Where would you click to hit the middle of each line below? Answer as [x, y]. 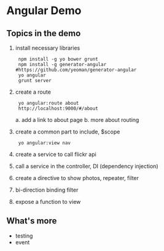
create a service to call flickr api [56, 154]
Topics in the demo [44, 33]
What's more [32, 221]
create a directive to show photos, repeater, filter [77, 178]
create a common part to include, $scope [68, 132]
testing [24, 236]
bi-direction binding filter [47, 190]
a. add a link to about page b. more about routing [77, 120]
